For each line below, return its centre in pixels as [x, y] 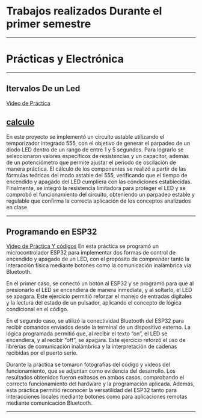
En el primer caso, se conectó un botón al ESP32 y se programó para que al [100, 283]
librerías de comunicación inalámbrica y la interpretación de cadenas [92, 347]
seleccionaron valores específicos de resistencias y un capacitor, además [98, 156]
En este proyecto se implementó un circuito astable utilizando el [85, 136]
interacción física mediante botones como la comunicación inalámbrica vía [99, 265]
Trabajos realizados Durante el [84, 11]
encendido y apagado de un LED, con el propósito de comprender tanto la [98, 259]
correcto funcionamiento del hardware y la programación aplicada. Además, [101, 384]
